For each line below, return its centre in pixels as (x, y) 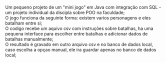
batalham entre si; (24, 23)
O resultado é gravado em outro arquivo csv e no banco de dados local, (79, 44)
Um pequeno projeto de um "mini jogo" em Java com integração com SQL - (83, 7)
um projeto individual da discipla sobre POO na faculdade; (65, 12)
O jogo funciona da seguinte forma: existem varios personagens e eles (78, 18)
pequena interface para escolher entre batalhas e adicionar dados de (76, 34)
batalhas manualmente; (29, 39)
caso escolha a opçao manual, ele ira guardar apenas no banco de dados (81, 50)
